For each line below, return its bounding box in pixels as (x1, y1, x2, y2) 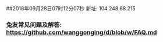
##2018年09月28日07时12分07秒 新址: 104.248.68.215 (6, 5, 136, 12)
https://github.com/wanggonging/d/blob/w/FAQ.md (6, 28, 157, 36)
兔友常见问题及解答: (6, 21, 62, 29)
